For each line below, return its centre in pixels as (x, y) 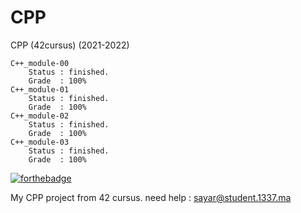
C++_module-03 (40, 142)
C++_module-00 (40, 63)
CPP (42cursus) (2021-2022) (70, 45)
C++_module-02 (40, 116)
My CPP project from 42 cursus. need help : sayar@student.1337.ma (151, 197)
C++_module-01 (40, 89)
